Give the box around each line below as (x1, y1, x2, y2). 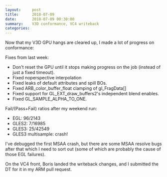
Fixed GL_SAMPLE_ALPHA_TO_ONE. (12, 96, 87, 102)
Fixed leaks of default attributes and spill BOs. (12, 80, 107, 86)
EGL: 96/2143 (12, 115, 41, 121)
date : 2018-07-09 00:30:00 (5, 16, 75, 21)
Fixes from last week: (5, 54, 49, 60)
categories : (5, 26, 30, 31)
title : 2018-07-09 (5, 12, 55, 17)
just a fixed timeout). (12, 69, 55, 75)
